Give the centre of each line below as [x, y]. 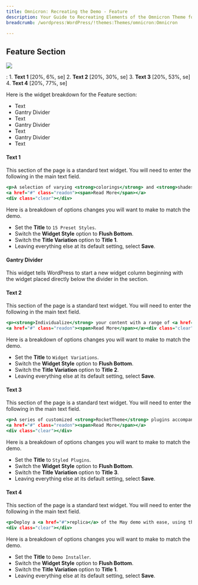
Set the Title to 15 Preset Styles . [55, 227]
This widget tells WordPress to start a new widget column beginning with [95, 273]
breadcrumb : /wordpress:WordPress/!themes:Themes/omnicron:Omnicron [92, 22]
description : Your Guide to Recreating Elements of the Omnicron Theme [96, 17]
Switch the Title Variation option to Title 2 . [67, 370]
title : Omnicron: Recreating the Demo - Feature [67, 12]
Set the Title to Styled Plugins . [53, 460]
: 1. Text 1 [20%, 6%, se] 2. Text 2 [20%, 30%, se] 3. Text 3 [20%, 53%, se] [98, 77]
